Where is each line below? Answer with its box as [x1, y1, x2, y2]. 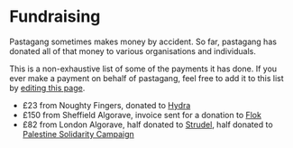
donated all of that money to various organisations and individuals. [9, 45, 257, 56]
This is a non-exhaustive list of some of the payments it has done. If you [9, 63, 278, 74]
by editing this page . [9, 82, 86, 93]
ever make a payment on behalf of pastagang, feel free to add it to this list [9, 72, 284, 83]
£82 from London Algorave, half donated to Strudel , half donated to [22, 119, 273, 130]
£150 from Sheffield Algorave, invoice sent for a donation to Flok [22, 109, 261, 120]
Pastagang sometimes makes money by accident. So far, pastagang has [9, 36, 278, 47]
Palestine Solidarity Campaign [22, 128, 135, 139]
